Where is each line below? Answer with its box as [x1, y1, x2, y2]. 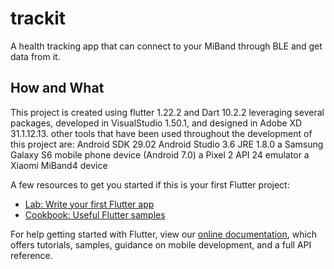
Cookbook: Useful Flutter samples [24, 208, 166, 221]
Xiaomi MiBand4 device [10, 159, 108, 171]
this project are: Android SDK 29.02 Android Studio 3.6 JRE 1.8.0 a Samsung [10, 138, 324, 150]
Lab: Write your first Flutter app [24, 198, 155, 210]
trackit [10, 7, 67, 30]
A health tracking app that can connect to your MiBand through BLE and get [10, 40, 323, 52]
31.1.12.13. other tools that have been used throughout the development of [10, 127, 313, 139]
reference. [10, 249, 53, 261]
